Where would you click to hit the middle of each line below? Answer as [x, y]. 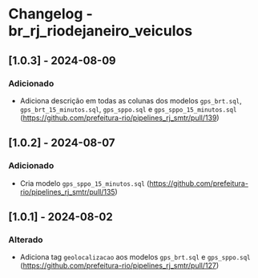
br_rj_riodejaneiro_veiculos [101, 31]
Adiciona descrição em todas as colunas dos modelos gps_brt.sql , [131, 100]
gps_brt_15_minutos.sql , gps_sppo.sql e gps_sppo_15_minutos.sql [128, 109]
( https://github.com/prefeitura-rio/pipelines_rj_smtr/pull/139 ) [119, 118]
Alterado [26, 240]
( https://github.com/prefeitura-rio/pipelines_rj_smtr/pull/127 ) [119, 266]
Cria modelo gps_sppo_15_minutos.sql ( [85, 183]
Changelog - [51, 14]
